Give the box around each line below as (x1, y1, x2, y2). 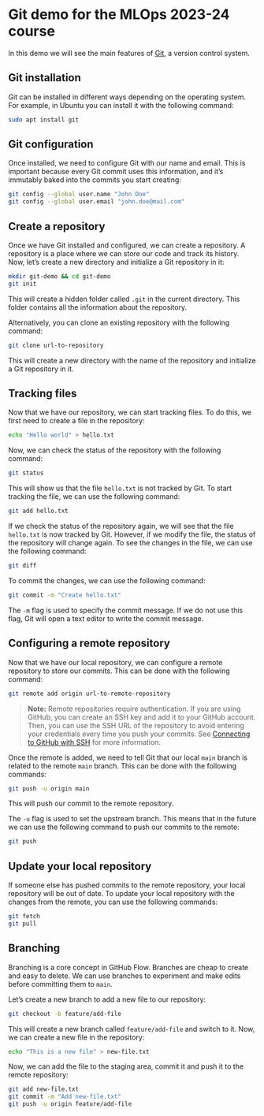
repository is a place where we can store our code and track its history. (8, 249, 240, 258)
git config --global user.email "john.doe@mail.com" (8, 198, 185, 206)
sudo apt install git (8, 116, 80, 124)
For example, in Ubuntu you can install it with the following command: (8, 100, 234, 110)
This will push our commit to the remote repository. (8, 798, 174, 809)
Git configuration (8, 138, 94, 151)
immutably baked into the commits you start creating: (8, 175, 181, 184)
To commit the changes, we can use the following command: (8, 575, 206, 585)
